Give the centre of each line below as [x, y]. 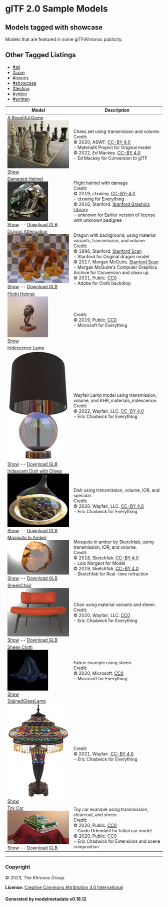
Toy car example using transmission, [111, 809]
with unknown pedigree [97, 220]
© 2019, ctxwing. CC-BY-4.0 [104, 194]
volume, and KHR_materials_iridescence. [115, 401]
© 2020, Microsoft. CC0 [98, 673]
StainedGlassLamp [26, 701]
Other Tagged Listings [40, 55]
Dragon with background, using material [114, 235]
